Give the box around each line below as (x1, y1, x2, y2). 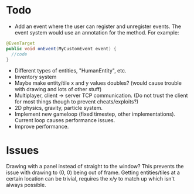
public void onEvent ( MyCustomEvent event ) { (6, 46, 117, 51)
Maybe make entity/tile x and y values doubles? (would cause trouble (14, 79, 182, 86)
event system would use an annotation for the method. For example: (14, 29, 179, 36)
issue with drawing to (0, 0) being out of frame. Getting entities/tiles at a (6, 169, 181, 176)
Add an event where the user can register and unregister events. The (14, 23, 182, 30)
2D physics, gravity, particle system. (14, 105, 103, 112)
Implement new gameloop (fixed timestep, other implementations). (14, 110, 176, 117)
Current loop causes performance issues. (14, 117, 115, 124)
